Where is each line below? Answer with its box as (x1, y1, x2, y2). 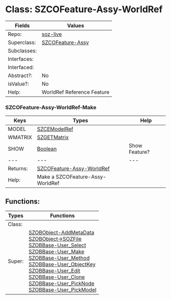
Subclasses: (8, 47, 37, 54)
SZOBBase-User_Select (28, 242, 87, 249)
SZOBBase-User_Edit (28, 267, 80, 275)
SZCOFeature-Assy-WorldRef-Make (5, 103, 97, 111)
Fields (14, 22, 30, 29)
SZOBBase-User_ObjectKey (28, 261, 96, 268)
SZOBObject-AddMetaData (28, 229, 95, 236)
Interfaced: (8, 64, 34, 71)
